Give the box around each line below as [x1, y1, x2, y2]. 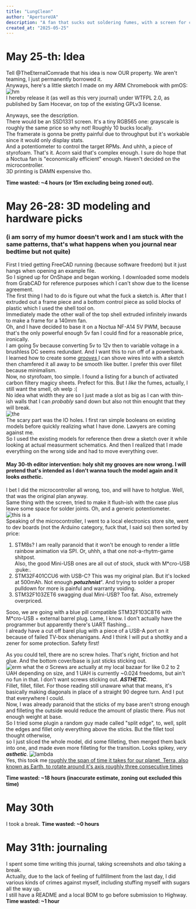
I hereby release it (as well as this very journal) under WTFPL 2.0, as [6, 94, 170, 101]
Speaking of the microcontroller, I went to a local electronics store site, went [6, 517, 189, 524]
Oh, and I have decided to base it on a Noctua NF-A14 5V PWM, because [6, 323, 181, 330]
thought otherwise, [6, 732, 52, 739]
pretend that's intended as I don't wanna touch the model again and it [6, 467, 178, 474]
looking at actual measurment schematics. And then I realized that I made [6, 441, 183, 448]
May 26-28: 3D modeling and [6, 200, 150, 213]
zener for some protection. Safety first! [6, 639, 100, 647]
